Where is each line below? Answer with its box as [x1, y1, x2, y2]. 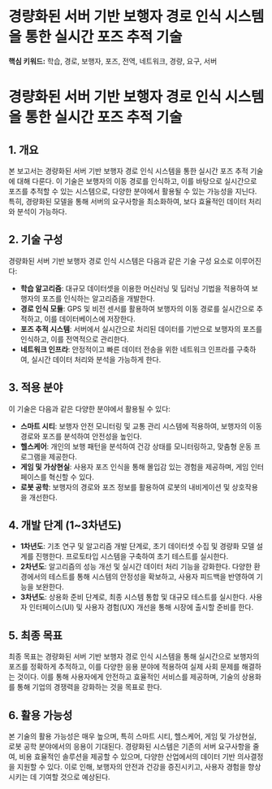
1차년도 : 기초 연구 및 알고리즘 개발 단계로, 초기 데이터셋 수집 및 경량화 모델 [19, 542, 255, 551]
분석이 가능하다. [16, 207, 67, 216]
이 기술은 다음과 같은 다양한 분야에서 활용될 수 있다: [8, 403, 171, 413]
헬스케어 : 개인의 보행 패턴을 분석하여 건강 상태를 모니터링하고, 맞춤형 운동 [19, 441, 253, 451]
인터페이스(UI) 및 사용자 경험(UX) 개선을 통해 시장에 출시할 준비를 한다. [28, 603, 254, 612]
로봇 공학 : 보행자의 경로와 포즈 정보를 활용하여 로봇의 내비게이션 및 [19, 482, 231, 492]
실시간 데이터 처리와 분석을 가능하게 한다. [31, 355, 162, 364]
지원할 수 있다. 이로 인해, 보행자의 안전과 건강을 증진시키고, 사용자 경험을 [16, 762, 246, 771]
